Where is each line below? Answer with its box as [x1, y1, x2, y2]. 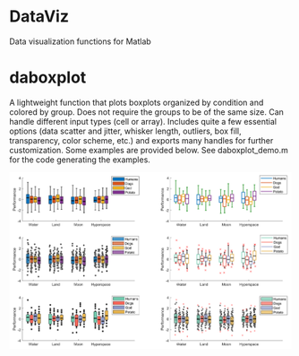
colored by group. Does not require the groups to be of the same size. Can [9, 106, 285, 117]
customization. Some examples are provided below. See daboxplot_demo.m [9, 144, 289, 155]
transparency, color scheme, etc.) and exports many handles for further [9, 135, 274, 145]
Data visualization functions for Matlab [9, 36, 152, 47]
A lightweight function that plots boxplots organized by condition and [9, 97, 264, 108]
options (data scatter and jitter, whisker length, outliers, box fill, [9, 126, 242, 136]
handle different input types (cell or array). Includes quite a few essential [9, 116, 278, 126]
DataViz [9, 6, 70, 27]
